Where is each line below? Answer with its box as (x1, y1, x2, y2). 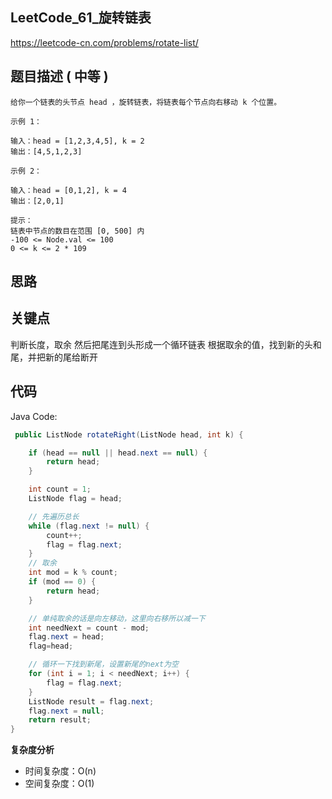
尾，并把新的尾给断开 (10, 351, 98, 363)
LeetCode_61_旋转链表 (10, 9, 152, 27)
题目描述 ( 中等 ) (10, 68, 109, 85)
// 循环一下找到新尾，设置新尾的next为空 (28, 659, 180, 670)
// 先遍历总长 (28, 511, 80, 522)
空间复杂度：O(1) (24, 778, 95, 790)
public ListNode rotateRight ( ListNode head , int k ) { (14, 429, 244, 440)
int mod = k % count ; (28, 568, 118, 578)
